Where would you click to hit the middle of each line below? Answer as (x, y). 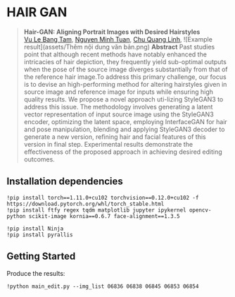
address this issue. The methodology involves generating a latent (118, 107)
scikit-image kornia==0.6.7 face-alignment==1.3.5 (104, 216)
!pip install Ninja (35, 229)
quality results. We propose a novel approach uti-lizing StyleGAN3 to (123, 99)
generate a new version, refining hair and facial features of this (115, 137)
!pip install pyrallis (40, 235)
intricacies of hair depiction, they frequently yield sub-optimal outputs (125, 61)
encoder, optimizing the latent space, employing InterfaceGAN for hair (126, 121)
